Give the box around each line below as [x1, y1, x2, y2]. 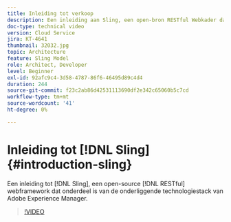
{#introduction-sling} [7, 157, 133, 172]
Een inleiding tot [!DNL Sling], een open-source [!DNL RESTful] [7, 179, 186, 188]
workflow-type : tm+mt [7, 94, 69, 101]
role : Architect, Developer [7, 61, 88, 68]
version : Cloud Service [7, 29, 76, 37]
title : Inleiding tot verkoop [7, 10, 94, 17]
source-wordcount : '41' [7, 100, 76, 107]
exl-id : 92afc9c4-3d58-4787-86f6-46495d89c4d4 [7, 74, 143, 81]
